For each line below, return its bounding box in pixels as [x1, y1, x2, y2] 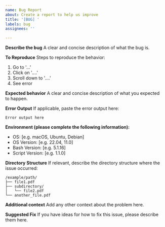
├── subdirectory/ [5, 184, 44, 189]
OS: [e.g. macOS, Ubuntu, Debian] [12, 134, 85, 140]
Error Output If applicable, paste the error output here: [5, 105, 119, 111]
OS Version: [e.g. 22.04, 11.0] [12, 139, 73, 145]
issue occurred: [5, 165, 38, 171]
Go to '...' [12, 64, 31, 70]
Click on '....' [12, 69, 38, 76]
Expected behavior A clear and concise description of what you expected [5, 90, 160, 96]
